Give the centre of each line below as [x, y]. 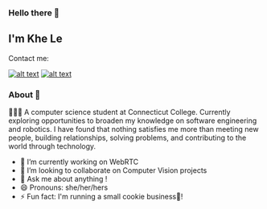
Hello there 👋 [34, 13]
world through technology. [52, 146]
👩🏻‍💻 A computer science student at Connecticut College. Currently [119, 113]
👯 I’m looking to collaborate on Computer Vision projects [113, 170]
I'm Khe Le [35, 39]
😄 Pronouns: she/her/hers [64, 187]
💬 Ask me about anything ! [64, 179]
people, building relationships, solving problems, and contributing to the [127, 138]
